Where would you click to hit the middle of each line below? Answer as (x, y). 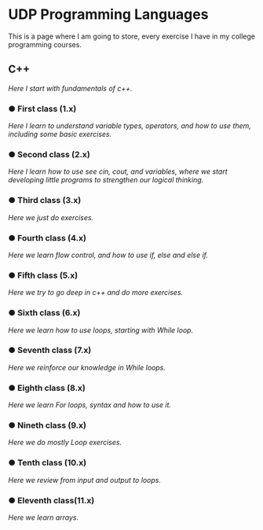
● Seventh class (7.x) (50, 350)
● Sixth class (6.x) (44, 313)
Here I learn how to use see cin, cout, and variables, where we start (118, 171)
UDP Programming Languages (108, 15)
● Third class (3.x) (45, 201)
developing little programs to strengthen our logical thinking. (106, 180)
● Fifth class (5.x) (43, 275)
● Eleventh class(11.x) (51, 500)
